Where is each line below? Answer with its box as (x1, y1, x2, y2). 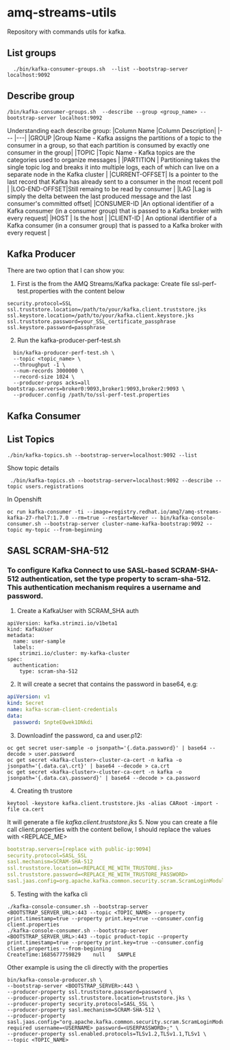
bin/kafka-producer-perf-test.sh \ (13, 350, 115, 357)
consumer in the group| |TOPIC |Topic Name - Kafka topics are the (7, 148, 195, 156)
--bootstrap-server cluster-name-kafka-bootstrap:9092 (43, 520, 204, 527)
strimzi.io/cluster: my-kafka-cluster (19, 650, 130, 657)
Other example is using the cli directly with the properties (7, 963, 169, 971)
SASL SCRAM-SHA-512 (7, 545, 110, 556)
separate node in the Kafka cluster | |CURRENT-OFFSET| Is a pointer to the (7, 170, 219, 178)
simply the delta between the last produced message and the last (7, 192, 192, 200)
